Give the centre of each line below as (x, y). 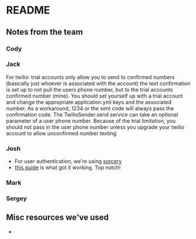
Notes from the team (45, 32)
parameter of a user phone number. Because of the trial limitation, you (91, 120)
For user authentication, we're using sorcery (68, 161)
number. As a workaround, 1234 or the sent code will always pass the (90, 108)
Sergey (17, 198)
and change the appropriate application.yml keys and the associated (89, 102)
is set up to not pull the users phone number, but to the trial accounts (89, 89)
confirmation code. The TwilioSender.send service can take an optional (92, 115)
